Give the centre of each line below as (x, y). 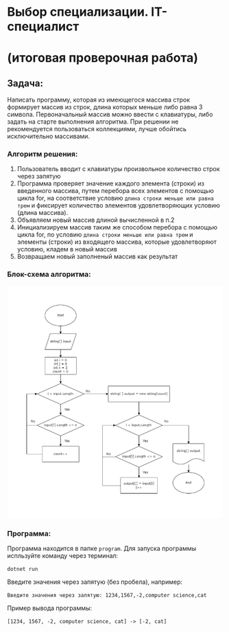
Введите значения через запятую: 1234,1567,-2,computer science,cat (107, 596)
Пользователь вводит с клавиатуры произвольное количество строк (119, 169)
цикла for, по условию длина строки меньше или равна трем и (105, 235)
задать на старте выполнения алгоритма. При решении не (93, 122)
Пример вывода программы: (50, 608)
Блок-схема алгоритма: (49, 274)
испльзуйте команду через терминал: (63, 556)
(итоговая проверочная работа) (103, 58)
